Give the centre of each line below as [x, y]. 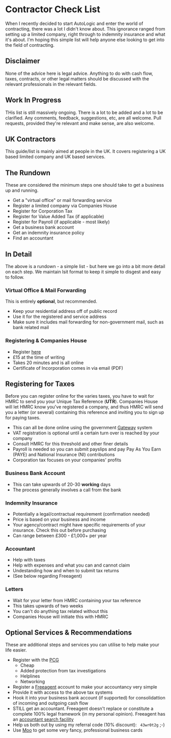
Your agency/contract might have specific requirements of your [79, 525]
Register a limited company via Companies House [65, 206]
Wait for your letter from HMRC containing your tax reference [77, 600]
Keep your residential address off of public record [65, 311]
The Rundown [28, 173]
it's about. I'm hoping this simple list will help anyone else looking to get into [85, 40]
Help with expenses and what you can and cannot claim [71, 565]
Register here [27, 351]
